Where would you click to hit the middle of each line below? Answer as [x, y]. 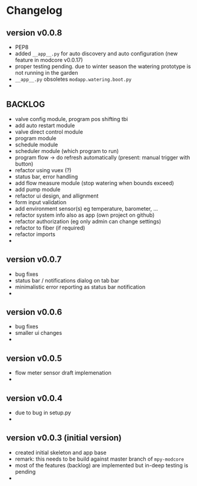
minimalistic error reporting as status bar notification [80, 287]
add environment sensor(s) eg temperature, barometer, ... [86, 208]
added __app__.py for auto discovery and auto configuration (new [96, 54]
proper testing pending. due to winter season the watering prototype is [103, 66]
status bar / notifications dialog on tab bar [67, 280]
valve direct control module [49, 132]
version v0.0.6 [34, 312]
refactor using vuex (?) [43, 170]
